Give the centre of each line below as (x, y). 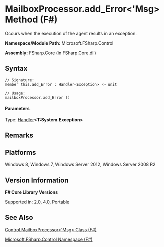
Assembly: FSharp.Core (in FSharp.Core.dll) (51, 53)
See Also (19, 217)
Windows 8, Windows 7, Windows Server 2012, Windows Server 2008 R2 (80, 164)
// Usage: (15, 93)
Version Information (37, 180)
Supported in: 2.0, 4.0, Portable (37, 202)
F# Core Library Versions (32, 192)
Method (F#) (31, 20)
